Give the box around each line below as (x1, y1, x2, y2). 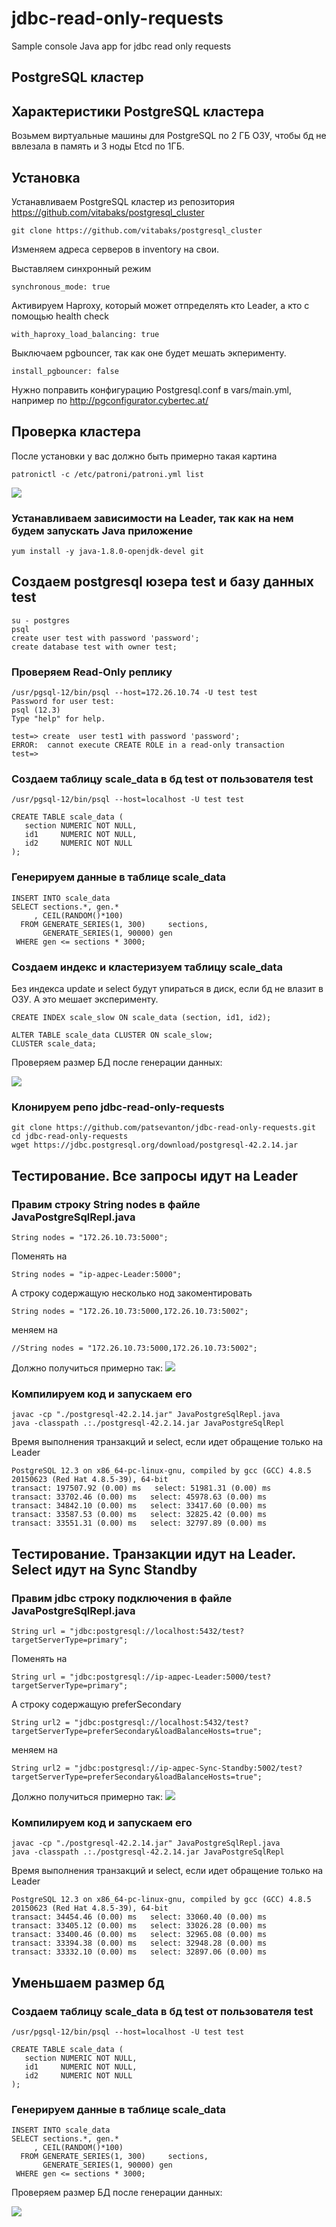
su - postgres (11, 615, 71, 626)
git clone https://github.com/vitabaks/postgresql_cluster (11, 225, 263, 236)
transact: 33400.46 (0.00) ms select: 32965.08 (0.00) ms (11, 1930, 268, 1940)
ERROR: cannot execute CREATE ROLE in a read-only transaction (11, 740, 285, 751)
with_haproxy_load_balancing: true (11, 329, 160, 339)
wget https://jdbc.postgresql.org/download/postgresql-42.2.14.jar (11, 1140, 299, 1151)
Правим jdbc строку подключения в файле (11, 1591, 233, 1605)
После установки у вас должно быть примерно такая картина (11, 450, 278, 462)
